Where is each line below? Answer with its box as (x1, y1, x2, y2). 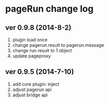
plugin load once (12, 37, 48, 43)
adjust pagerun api (12, 86, 52, 92)
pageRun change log (5, 3, 94, 15)
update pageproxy (12, 53, 51, 59)
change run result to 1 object (12, 48, 72, 53)
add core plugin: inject (12, 81, 60, 87)
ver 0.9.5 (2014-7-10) (5, 67, 74, 76)
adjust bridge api (12, 92, 48, 98)
